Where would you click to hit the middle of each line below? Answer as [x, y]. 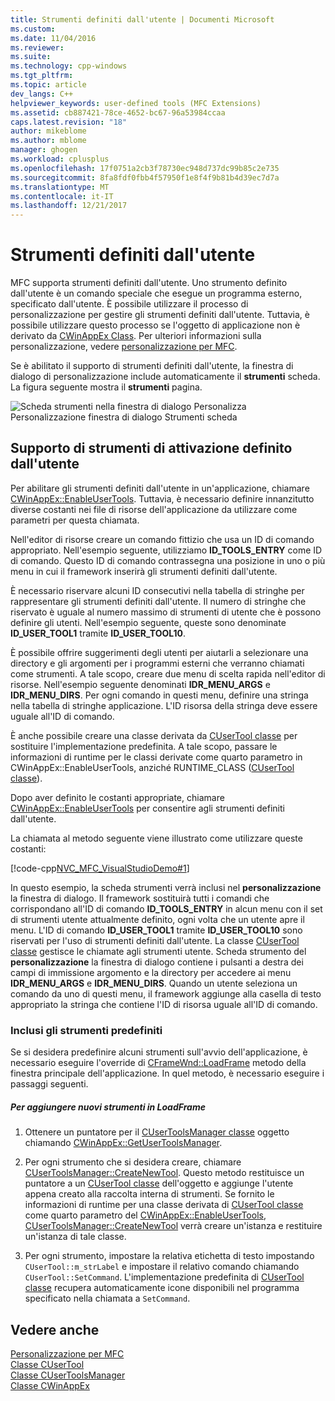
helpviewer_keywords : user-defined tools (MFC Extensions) [136, 103]
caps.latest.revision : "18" [69, 122]
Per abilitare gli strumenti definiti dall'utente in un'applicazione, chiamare [160, 488]
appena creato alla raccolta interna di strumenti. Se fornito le [149, 1194]
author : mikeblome [48, 131]
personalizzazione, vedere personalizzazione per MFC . [124, 347]
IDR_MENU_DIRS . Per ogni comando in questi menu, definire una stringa [159, 695]
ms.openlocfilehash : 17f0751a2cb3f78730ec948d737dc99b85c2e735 [145, 168]
